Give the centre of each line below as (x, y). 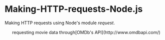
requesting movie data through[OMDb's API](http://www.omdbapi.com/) (86, 32)
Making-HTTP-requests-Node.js (74, 9)
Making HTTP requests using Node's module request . (60, 23)
